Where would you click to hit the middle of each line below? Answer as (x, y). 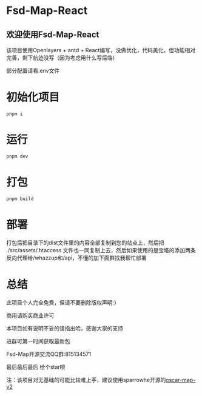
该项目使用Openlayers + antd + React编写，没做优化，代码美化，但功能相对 (101, 50)
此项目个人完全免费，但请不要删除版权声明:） (63, 302)
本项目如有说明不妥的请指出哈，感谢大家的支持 (65, 328)
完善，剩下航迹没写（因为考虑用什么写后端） (62, 58)
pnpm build (20, 199)
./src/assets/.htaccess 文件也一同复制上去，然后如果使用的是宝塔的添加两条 (101, 250)
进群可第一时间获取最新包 (38, 341)
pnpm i (15, 114)
